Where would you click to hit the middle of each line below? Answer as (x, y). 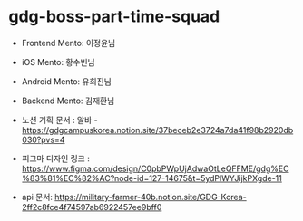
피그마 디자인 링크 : (55, 158)
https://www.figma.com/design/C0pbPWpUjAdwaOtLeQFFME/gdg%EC (155, 168)
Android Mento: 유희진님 (67, 81)
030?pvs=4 (43, 139)
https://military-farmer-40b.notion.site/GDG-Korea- (151, 197)
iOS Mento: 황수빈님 (59, 62)
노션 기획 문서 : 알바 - (59, 120)
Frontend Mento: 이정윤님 (68, 43)
